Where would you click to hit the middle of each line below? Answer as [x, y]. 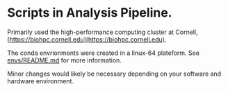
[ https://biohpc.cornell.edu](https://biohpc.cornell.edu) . [87, 39]
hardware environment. [41, 81]
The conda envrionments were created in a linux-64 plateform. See [104, 53]
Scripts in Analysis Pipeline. [90, 13]
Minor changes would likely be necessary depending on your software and [114, 74]
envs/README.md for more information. [64, 60]
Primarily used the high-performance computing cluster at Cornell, [103, 32]
